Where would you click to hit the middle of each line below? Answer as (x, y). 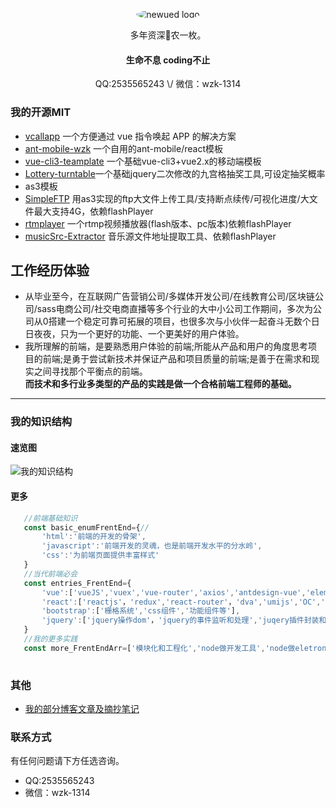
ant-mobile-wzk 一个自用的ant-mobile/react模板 (123, 148)
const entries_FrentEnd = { (77, 583)
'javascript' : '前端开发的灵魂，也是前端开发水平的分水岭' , (152, 546)
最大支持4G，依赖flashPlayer (93, 211)
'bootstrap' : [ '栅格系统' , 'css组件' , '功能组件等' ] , (141, 611)
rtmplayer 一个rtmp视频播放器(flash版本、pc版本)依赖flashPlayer (158, 223)
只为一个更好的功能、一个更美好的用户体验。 (152, 334)
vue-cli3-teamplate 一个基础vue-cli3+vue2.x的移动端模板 (143, 161)
